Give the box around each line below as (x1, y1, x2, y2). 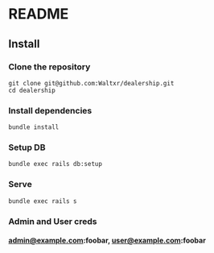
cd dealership (8, 86, 56, 94)
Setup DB (8, 142, 46, 153)
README (8, 5, 69, 23)
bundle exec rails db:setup (8, 160, 103, 168)
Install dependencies (8, 105, 93, 116)
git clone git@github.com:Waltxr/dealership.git (8, 79, 175, 87)
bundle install (8, 123, 60, 131)
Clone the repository (8, 61, 91, 73)
